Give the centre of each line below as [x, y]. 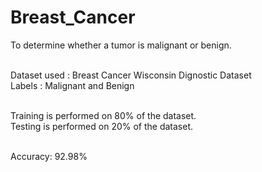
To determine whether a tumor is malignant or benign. [121, 45]
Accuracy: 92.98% [49, 156]
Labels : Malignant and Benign [72, 85]
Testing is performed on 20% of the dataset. [102, 126]
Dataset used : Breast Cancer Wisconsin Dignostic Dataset [131, 75]
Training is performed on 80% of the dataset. [103, 115]
